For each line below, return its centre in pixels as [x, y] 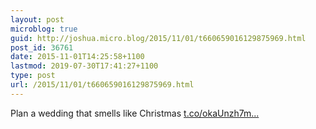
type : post [33, 76]
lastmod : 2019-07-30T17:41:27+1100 [84, 66]
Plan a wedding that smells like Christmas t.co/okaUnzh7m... [135, 113]
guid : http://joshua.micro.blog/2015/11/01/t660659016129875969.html [158, 38]
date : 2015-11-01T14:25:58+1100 [77, 57]
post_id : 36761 [42, 47]
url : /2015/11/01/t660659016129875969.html [102, 85]
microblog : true [44, 29]
